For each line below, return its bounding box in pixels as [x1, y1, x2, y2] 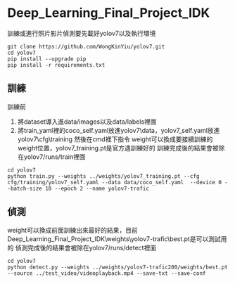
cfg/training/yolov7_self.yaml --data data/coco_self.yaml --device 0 [7, 179, 222, 186]
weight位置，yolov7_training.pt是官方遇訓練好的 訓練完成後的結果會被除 [17, 143, 225, 152]
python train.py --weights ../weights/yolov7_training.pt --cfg [7, 172, 200, 180]
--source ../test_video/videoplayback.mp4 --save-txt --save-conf [7, 269, 206, 277]
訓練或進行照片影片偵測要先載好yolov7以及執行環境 [7, 29, 156, 37]
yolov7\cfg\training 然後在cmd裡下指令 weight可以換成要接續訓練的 [17, 135, 213, 143]
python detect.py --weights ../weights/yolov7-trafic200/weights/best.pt [7, 264, 229, 271]
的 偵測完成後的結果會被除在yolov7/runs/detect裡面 [7, 243, 157, 252]
